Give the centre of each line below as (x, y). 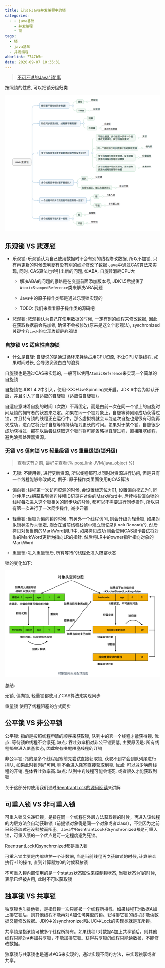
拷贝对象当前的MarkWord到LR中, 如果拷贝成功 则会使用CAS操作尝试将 (83, 531)
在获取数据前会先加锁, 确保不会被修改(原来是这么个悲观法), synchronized (86, 325)
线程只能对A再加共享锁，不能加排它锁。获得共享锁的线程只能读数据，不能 (80, 938)
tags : (11, 36)
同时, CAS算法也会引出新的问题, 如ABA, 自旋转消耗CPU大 (77, 271)
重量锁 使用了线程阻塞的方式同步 (38, 706)
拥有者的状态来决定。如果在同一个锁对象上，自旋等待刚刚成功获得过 (91, 413)
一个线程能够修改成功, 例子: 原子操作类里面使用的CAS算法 (71, 479)
